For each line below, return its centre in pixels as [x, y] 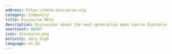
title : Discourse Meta [29, 20]
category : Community [27, 15]
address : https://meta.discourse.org [46, 10]
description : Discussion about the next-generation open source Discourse [87, 24]
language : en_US [23, 44]
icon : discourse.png [27, 34]
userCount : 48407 [24, 29]
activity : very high [27, 39]
